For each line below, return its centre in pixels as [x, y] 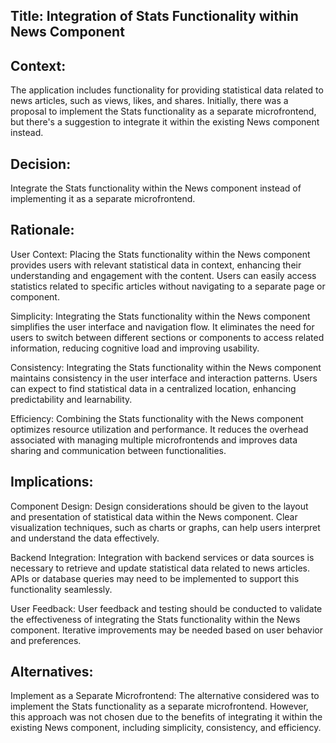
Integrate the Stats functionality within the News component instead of [156, 188]
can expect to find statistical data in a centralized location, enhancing [153, 388]
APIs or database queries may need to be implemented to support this [155, 578]
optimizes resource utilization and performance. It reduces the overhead [159, 429]
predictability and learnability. [71, 399]
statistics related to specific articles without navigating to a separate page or [168, 286]
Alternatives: [52, 672]
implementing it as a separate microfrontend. [103, 199]
